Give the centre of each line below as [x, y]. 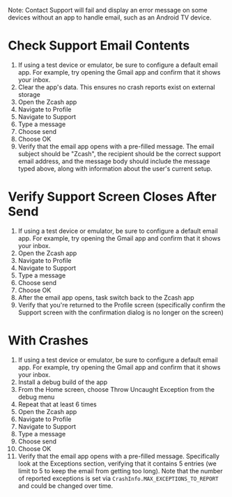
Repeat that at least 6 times [57, 404]
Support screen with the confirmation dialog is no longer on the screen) [121, 312]
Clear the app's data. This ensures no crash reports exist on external [116, 87]
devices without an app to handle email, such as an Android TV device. [110, 17]
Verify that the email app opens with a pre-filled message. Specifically [119, 456]
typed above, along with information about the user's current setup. [115, 168]
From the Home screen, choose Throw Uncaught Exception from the [116, 389]
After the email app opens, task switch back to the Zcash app [106, 297]
